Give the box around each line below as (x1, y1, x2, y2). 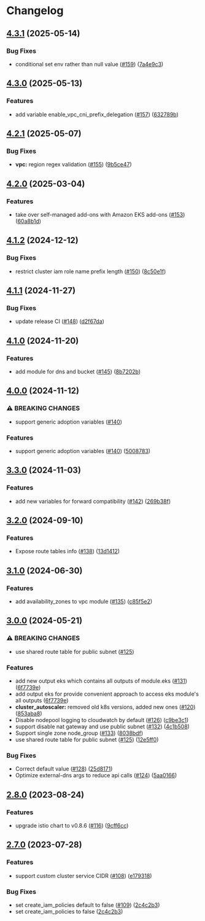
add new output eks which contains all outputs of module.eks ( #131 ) (15, 677, 187, 685)
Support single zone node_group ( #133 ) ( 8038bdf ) (15, 729, 143, 737)
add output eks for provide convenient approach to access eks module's (15, 690, 199, 698)
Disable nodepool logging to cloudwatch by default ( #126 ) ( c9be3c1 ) (15, 717, 189, 724)
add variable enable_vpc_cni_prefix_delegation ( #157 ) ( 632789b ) (15, 111, 179, 118)
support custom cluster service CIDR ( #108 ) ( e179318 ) (15, 872, 152, 879)
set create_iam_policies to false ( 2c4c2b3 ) (15, 908, 123, 915)
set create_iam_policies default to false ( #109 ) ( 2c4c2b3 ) (15, 901, 160, 909)
